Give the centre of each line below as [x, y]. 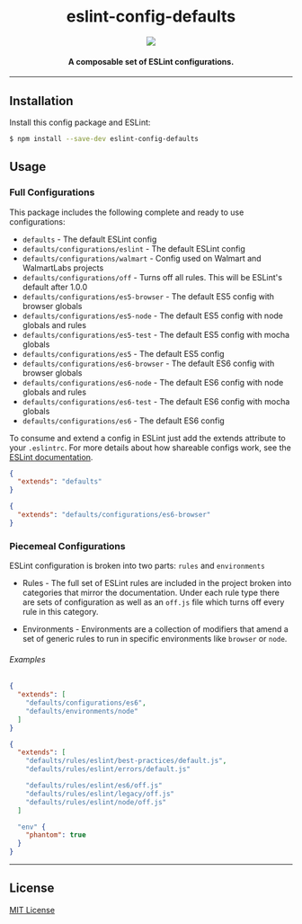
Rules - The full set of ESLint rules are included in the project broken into [157, 583]
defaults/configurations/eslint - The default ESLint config [133, 248]
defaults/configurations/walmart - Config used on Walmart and [142, 258]
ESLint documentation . [51, 457]
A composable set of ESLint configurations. [151, 61]
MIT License [32, 910]
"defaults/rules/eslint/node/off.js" [96, 802]
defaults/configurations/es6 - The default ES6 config [123, 421]
